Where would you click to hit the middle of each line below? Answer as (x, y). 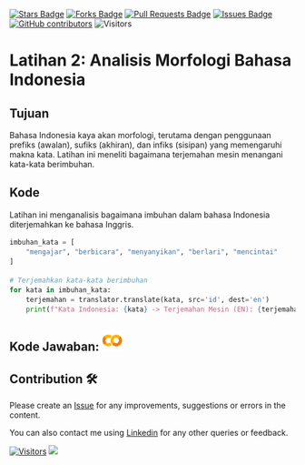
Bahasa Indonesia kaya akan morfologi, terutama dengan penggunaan (141, 135)
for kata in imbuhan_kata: (60, 290)
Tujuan (30, 113)
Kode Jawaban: (54, 347)
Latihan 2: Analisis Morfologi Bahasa (151, 61)
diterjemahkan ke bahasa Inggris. (72, 224)
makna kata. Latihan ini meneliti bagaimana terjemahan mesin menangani (146, 154)
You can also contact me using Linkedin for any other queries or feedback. (149, 433)
